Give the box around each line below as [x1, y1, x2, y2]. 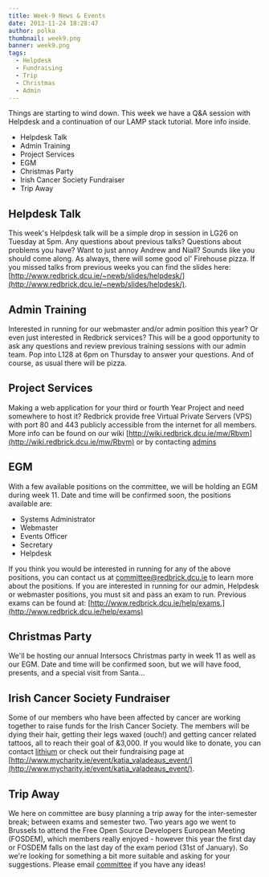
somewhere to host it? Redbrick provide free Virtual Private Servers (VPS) [8, 411, 253, 421]
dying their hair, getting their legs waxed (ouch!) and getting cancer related [8, 730, 257, 740]
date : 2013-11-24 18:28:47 [8, 19, 99, 27]
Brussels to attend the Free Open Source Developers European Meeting [8, 826, 246, 835]
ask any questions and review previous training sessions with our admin [8, 341, 247, 350]
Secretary [19, 540, 54, 549]
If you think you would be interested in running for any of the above [8, 564, 231, 573]
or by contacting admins [136, 437, 217, 447]
